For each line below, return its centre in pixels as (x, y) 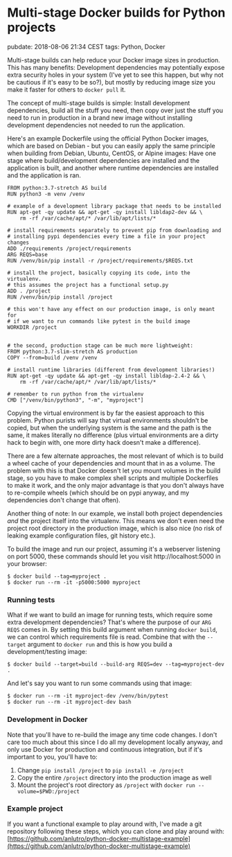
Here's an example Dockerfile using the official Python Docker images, (108, 138)
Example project (35, 809)
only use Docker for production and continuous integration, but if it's (105, 749)
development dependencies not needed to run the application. (96, 125)
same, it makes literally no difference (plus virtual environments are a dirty (113, 435)
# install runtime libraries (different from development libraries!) (111, 370)
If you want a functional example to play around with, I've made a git (105, 824)
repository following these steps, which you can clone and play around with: (116, 831)
